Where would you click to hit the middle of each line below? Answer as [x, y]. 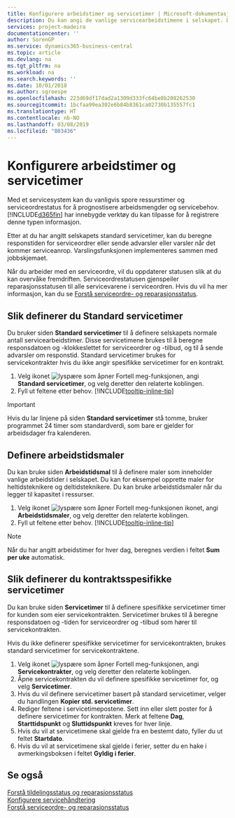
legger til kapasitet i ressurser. [51, 494]
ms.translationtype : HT [42, 111]
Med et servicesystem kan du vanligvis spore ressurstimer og [96, 200]
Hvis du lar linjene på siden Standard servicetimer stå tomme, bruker [107, 418]
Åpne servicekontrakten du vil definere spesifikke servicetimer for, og [118, 679]
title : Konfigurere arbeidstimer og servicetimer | [84, 14]
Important [21, 405]
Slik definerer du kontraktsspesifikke [90, 580]
